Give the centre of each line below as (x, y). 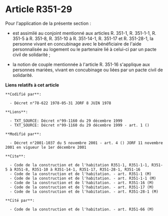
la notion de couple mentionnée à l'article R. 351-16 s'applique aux (81, 64)
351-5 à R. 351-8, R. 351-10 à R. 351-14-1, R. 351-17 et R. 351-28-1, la (83, 38)
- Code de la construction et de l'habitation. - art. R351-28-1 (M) (84, 191)
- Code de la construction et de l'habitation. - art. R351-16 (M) (82, 183)
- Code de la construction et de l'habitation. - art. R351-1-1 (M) (83, 178)
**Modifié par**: (23, 134)
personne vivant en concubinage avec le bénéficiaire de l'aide (77, 44)
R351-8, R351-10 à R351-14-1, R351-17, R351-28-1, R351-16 (77, 169)
